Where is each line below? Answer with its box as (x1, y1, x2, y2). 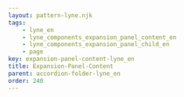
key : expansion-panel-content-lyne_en (8, 56, 135, 63)
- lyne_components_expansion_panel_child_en (22, 41, 170, 48)
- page (22, 48, 44, 56)
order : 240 (8, 77, 44, 84)
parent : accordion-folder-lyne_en (8, 70, 121, 77)
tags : (8, 19, 26, 27)
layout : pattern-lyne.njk (8, 11, 92, 20)
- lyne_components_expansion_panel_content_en (22, 33, 177, 41)
